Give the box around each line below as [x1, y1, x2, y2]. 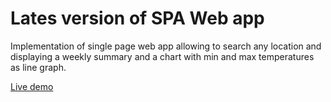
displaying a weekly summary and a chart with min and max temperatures [10, 50, 315, 62]
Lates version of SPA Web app [10, 7, 265, 30]
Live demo [10, 80, 54, 92]
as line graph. [10, 61, 67, 73]
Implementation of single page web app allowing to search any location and [10, 40, 322, 52]
